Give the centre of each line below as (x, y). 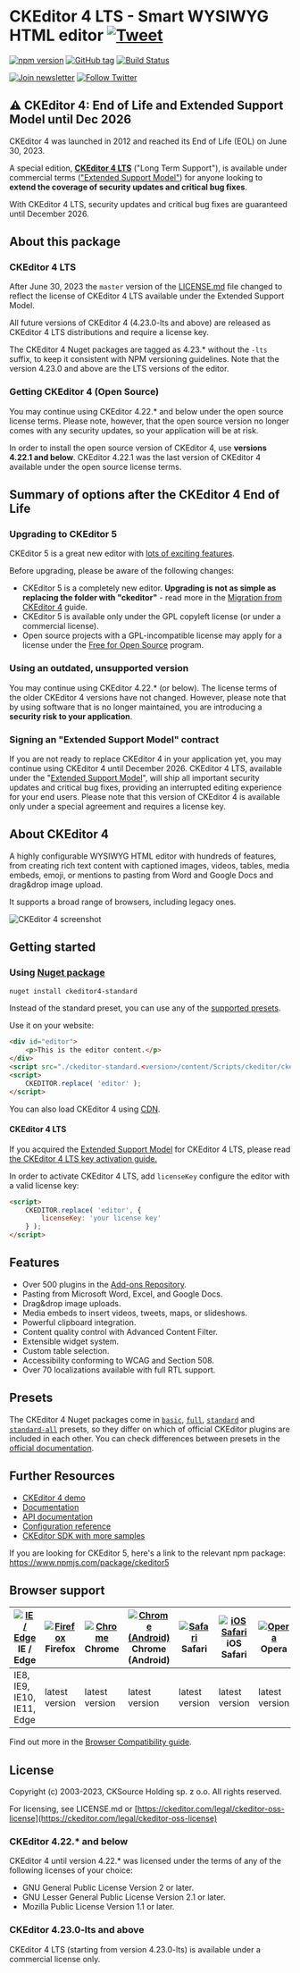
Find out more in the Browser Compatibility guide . (100, 1742)
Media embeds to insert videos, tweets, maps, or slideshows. (135, 1313)
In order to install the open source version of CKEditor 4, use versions (138, 448)
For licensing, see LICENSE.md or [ (74, 1809)
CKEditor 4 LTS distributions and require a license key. (109, 332)
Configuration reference (67, 1526)
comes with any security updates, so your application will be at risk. (134, 430)
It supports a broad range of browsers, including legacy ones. (123, 902)
